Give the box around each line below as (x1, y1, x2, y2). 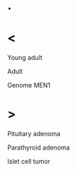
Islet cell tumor (7, 157, 51, 166)
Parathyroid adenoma (7, 143, 71, 152)
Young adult (7, 53, 42, 62)
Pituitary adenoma (7, 130, 61, 138)
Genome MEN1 (7, 81, 51, 90)
